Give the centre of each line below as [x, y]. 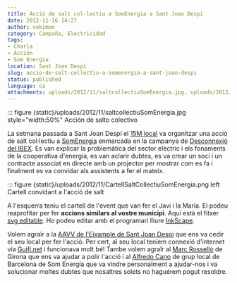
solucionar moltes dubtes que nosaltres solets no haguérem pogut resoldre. [117, 272]
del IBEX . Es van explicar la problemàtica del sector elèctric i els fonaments [116, 149]
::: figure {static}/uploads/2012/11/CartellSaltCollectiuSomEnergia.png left [114, 184]
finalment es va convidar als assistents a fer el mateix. [86, 171]
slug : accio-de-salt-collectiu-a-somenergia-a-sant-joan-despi [102, 73]
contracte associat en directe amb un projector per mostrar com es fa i [110, 163]
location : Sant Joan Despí [47, 66]
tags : [15, 40]
